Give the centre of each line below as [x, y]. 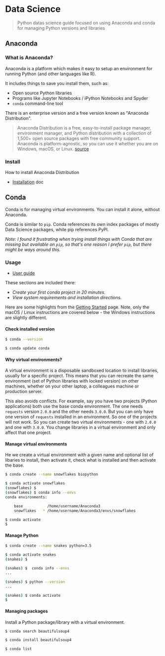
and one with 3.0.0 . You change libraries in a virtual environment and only [80, 427]
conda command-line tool [38, 103]
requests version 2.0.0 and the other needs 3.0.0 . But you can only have [79, 412]
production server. [24, 392]
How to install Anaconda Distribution [42, 172]
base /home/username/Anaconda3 [57, 506]
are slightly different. [26, 318]
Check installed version [30, 329]
